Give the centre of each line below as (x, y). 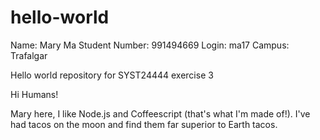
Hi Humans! (34, 94)
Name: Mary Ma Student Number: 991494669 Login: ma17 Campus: (150, 45)
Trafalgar (29, 55)
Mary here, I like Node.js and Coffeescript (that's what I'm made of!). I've (160, 113)
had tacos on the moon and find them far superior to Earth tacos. (144, 124)
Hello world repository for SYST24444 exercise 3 (112, 75)
